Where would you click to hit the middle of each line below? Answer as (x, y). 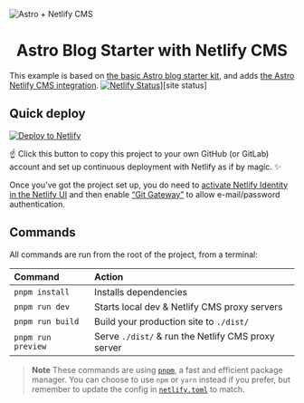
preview (30, 346)
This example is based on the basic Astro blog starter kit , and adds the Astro (152, 75)
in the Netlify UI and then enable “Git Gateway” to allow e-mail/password (145, 194)
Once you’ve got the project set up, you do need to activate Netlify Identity (149, 185)
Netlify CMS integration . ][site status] (109, 85)
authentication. (38, 204)
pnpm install (42, 292)
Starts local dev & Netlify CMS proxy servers (189, 306)
